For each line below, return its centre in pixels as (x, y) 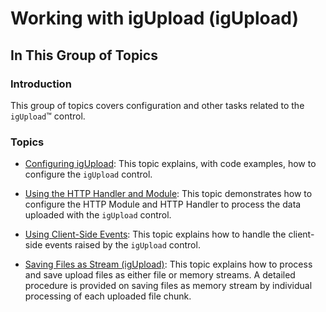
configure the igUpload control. (88, 174)
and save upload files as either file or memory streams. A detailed (160, 275)
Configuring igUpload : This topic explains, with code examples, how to (170, 164)
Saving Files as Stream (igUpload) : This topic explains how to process (168, 264)
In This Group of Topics (84, 55)
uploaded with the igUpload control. (98, 215)
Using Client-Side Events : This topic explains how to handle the (155, 234)
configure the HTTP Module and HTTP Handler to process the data (163, 204)
